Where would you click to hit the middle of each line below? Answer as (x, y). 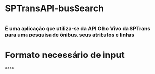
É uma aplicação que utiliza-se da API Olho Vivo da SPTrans (78, 29)
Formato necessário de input (65, 55)
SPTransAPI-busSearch (54, 9)
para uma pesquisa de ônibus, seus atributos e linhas (70, 35)
